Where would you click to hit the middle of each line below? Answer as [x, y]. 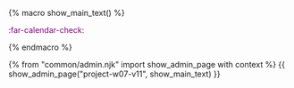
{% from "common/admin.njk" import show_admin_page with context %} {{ [147, 64]
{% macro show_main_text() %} [67, 13]
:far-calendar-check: [46, 30]
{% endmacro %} [40, 47]
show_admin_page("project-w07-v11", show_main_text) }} [114, 74]
